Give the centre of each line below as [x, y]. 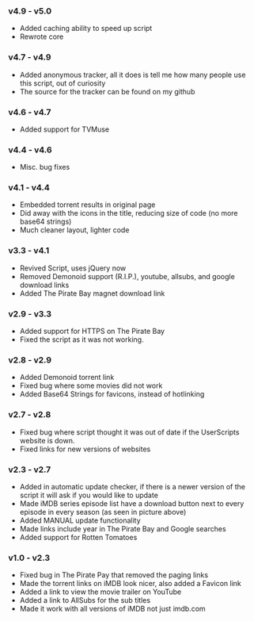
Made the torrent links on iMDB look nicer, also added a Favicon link [130, 584]
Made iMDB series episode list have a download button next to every [132, 503]
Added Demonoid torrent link [67, 378]
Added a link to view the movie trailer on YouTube [100, 592]
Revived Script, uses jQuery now [73, 268]
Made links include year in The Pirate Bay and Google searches [123, 528]
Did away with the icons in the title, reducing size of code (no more [129, 213]
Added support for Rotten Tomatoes [78, 537]
